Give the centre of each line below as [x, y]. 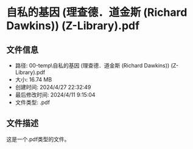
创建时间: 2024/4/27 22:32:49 [53, 87]
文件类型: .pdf [33, 102]
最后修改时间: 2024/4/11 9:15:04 [55, 95]
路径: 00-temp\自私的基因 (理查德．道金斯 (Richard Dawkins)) [92, 65]
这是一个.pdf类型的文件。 [38, 139]
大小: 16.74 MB [33, 79]
